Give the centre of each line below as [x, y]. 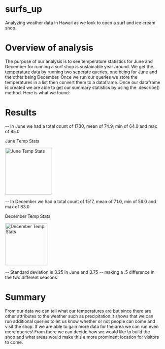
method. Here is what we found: [38, 92]
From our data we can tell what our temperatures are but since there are [78, 311]
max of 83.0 [17, 206]
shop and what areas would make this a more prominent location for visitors [82, 337]
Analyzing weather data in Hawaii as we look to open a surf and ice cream [80, 23]
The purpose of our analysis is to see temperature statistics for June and [79, 61]
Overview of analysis [49, 48]
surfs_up [24, 9]
